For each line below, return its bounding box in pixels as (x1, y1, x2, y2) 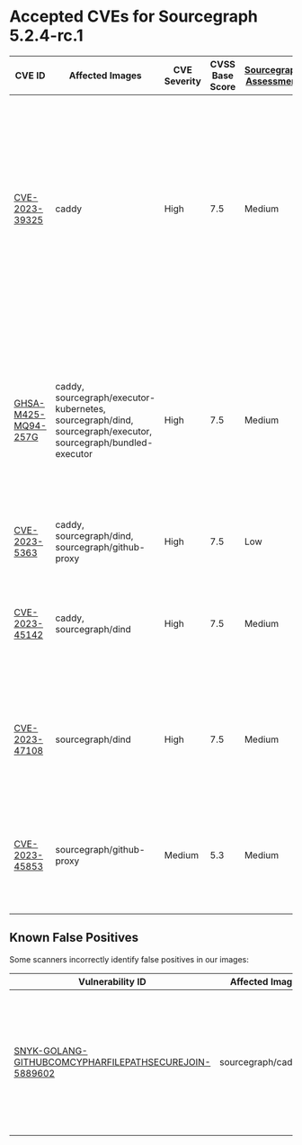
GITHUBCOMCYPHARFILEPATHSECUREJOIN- (13, 1055, 211, 1068)
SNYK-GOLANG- (13, 1044, 88, 1057)
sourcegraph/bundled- (55, 436, 154, 449)
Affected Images (68, 69, 142, 82)
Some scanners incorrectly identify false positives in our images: (9, 953, 250, 964)
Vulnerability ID (77, 975, 147, 988)
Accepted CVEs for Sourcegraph (9, 6, 259, 27)
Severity (164, 75, 202, 87)
